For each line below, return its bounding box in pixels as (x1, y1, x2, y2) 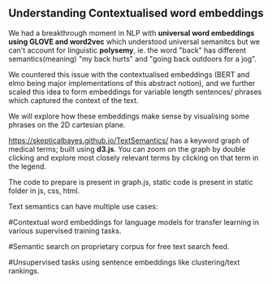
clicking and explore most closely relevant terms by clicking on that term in (8, 153, 259, 162)
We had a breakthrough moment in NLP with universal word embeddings (8, 28, 255, 37)
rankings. (8, 265, 40, 275)
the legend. (8, 161, 47, 171)
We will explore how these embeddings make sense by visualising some (8, 111, 250, 121)
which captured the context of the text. (8, 95, 140, 105)
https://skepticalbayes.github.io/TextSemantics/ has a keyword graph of (8, 136, 250, 145)
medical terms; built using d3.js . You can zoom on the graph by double (8, 144, 246, 153)
